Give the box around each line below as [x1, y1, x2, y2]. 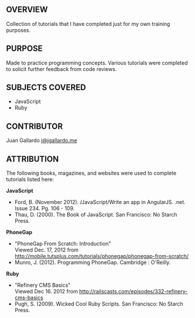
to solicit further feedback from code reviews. [6, 65, 117, 72]
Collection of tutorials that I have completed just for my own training [6, 20, 170, 27]
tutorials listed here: [6, 176, 55, 183]
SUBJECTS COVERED [6, 82, 86, 93]
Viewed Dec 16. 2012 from [14, 288, 78, 295]
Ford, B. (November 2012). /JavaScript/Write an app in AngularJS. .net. [14, 199, 186, 206]
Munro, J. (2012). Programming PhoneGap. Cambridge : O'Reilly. [14, 259, 171, 266]
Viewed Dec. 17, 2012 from [14, 246, 79, 253]
